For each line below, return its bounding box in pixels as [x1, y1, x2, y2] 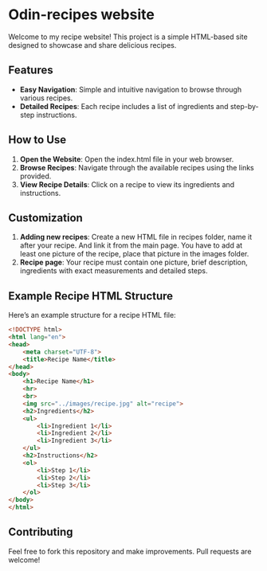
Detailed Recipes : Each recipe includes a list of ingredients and [19, 101, 229, 111]
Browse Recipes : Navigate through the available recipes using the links [19, 162, 254, 172]
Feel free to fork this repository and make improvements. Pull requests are [8, 546, 252, 556]
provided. [19, 171, 52, 181]
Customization [8, 211, 84, 225]
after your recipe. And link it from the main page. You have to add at [19, 241, 243, 250]
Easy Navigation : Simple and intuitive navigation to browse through [19, 84, 241, 94]
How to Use [8, 133, 67, 147]
